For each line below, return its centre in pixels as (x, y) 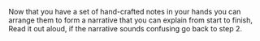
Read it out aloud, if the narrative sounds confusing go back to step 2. (125, 29)
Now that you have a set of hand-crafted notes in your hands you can (125, 12)
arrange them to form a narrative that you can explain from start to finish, (131, 20)
